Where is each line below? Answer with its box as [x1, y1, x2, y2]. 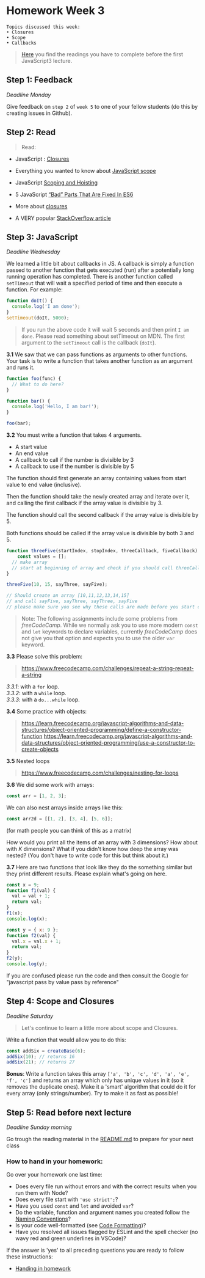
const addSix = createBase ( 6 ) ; [6, 1048, 86, 1054]
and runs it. [6, 363, 35, 371]
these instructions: [6, 1253, 53, 1260]
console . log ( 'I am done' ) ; [12, 304, 81, 310]
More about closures [15, 202, 68, 210]
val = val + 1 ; [12, 893, 51, 899]
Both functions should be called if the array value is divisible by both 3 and [6, 530, 194, 536]
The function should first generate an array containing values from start [6, 475, 187, 481]
